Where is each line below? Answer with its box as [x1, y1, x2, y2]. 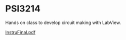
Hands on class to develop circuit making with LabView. [5, 19, 121, 25]
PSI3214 [5, 3, 41, 14]
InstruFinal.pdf [5, 29, 36, 35]
